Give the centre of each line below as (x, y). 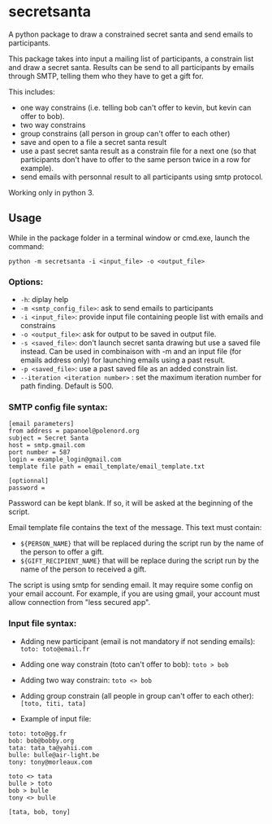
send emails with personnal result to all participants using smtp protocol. (142, 177)
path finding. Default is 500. (67, 386)
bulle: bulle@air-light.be (54, 755)
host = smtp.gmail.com (47, 445)
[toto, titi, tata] (53, 703)
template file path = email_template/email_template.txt (107, 467)
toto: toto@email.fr (55, 649)
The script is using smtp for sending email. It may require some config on (131, 585)
